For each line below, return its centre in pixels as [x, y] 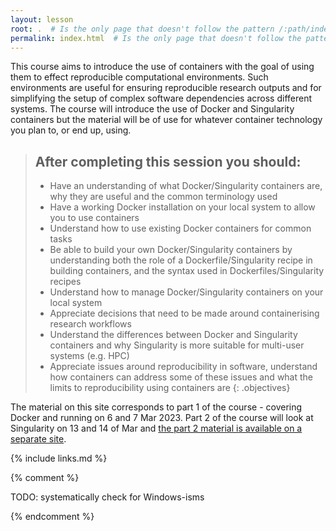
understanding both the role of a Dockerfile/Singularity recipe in [181, 260]
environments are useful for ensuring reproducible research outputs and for [166, 88]
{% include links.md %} [59, 458]
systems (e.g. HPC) [89, 356]
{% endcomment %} [52, 517]
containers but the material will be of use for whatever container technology [166, 120]
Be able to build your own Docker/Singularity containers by [171, 250]
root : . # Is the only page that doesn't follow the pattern [142, 29]
